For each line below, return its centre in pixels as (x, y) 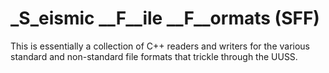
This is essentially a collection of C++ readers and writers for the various (160, 46)
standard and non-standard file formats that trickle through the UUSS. (154, 56)
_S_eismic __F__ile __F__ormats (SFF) (165, 18)
